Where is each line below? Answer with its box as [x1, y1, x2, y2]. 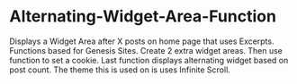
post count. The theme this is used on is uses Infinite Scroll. [9, 64, 231, 75]
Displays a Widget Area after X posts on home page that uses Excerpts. [9, 36, 274, 46]
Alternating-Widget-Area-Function [9, 6, 277, 27]
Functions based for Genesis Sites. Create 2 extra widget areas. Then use [9, 45, 283, 55]
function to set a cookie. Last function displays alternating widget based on [9, 55, 289, 65]
